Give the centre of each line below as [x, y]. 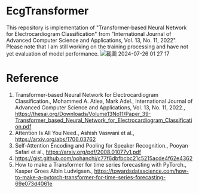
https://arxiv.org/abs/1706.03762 [55, 139]
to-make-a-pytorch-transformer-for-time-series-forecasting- [90, 177]
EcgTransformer [48, 11]
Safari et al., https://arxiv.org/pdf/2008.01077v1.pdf [78, 152]
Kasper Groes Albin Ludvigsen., [54, 171]
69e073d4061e [33, 183]
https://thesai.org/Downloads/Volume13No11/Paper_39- [83, 114]
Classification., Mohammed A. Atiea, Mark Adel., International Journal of [104, 101]
